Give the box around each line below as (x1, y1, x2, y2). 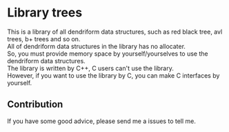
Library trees (7, 5, 83, 21)
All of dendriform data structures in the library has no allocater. (7, 42, 186, 50)
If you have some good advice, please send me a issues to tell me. (7, 117, 197, 125)
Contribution (7, 98, 63, 111)
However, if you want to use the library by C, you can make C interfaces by (7, 71, 220, 80)
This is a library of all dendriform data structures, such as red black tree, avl (7, 27, 223, 36)
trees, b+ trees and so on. (7, 34, 81, 43)
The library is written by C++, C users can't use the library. (7, 64, 174, 72)
